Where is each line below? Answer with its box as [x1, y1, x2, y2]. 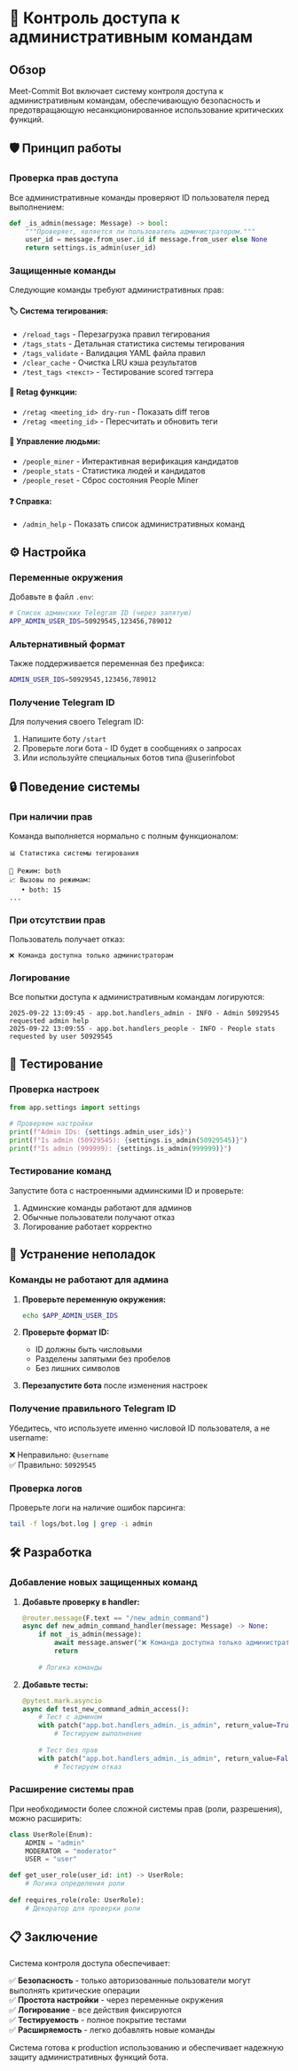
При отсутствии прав [9, 914, 106, 926]
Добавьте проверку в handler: [21, 1596, 140, 1607]
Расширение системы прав [9, 1783, 135, 1796]
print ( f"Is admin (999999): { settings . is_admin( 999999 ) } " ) [9, 1144, 232, 1153]
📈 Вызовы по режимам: [9, 875, 91, 885]
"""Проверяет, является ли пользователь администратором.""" [25, 226, 255, 236]
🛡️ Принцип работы [9, 141, 122, 156]
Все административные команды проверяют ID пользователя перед [9, 192, 270, 202]
